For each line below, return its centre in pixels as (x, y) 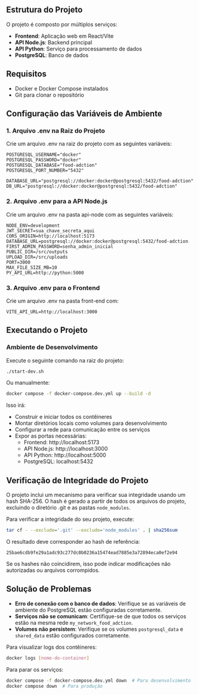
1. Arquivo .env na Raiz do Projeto (56, 130)
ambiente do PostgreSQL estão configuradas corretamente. (88, 610)
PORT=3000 (19, 262)
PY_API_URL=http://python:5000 (45, 272)
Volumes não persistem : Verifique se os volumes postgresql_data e (99, 629)
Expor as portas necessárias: (50, 436)
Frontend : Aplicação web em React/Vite (64, 36)
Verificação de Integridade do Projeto (77, 480)
